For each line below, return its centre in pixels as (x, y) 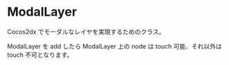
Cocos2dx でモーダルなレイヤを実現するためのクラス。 (86, 31)
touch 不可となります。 (40, 55)
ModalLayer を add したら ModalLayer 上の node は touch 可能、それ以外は (115, 46)
